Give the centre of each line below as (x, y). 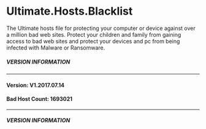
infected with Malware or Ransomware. (56, 48)
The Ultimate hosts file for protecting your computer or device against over (101, 28)
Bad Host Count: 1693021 (39, 99)
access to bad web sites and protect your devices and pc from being (93, 41)
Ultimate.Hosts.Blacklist (70, 11)
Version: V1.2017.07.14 (36, 85)
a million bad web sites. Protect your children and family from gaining (94, 34)
